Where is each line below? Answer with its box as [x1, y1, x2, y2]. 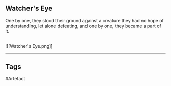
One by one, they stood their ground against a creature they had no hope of [5, 17, 164, 23]
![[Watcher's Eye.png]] [5, 43, 53, 49]
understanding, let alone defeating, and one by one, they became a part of [5, 23, 161, 29]
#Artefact [5, 76, 25, 82]
